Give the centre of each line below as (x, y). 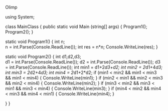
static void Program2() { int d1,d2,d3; (43, 56)
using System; (20, 17)
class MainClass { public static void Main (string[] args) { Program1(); (76, 26)
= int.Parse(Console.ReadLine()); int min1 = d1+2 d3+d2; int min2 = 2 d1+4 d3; (84, 67)
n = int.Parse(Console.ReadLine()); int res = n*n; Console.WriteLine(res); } (81, 47)
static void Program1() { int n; (35, 41)
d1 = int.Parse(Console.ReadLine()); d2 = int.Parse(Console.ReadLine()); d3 (83, 62)
